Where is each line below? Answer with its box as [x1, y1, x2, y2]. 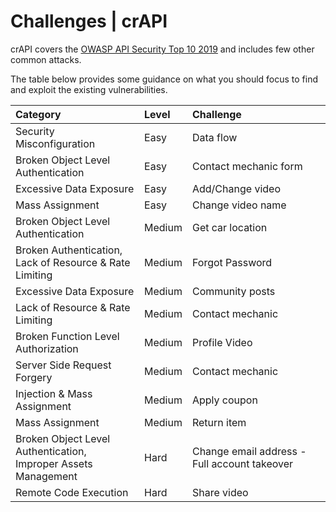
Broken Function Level [15, 329, 120, 343]
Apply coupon [191, 393, 258, 407]
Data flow [191, 130, 238, 144]
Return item [191, 415, 247, 429]
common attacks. [10, 53, 82, 65]
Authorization [15, 341, 79, 355]
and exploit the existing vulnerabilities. [10, 83, 168, 95]
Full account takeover [191, 456, 294, 470]
